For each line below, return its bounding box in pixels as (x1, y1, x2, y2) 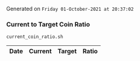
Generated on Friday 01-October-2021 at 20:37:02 (6, 5, 134, 12)
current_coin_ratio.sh (6, 34, 63, 40)
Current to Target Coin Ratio (6, 20, 91, 28)
